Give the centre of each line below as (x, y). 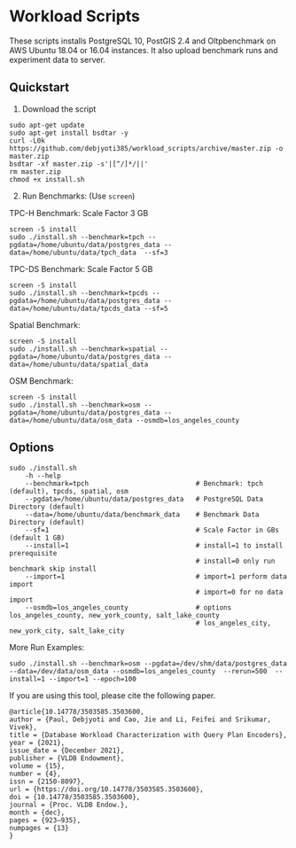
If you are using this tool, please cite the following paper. (113, 695)
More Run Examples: (47, 647)
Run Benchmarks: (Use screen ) (78, 196)
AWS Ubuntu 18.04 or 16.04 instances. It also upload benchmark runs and (144, 50)
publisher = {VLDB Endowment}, (67, 758)
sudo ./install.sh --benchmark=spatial (83, 349)
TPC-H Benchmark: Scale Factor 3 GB (79, 213)
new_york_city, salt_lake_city (67, 631)
